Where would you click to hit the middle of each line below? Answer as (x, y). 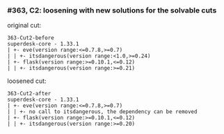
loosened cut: (27, 81)
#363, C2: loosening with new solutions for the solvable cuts (112, 10)
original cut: (24, 26)
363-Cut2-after (29, 94)
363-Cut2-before (31, 38)
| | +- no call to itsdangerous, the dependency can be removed (102, 112)
